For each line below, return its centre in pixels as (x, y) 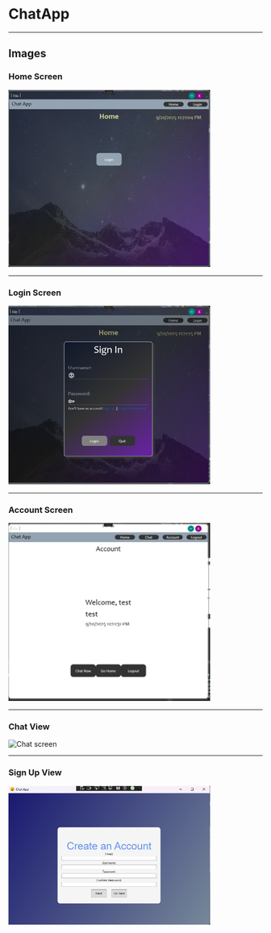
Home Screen (35, 77)
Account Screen (41, 510)
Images (27, 54)
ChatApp (39, 14)
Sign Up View (35, 773)
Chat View (29, 727)
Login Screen (35, 293)
